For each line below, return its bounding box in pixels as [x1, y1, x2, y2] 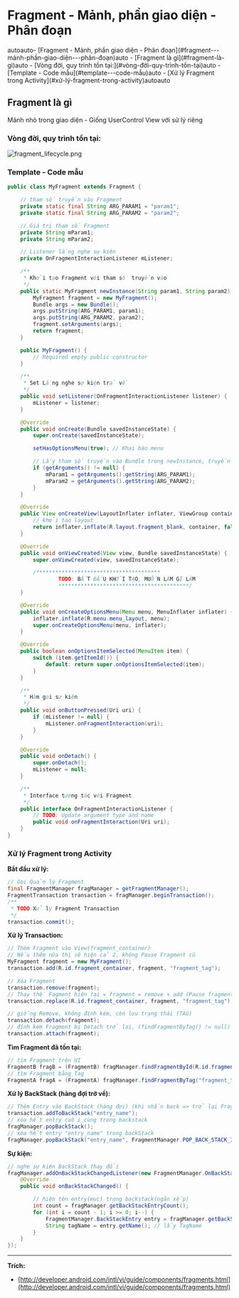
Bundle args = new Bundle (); [33, 301, 119, 308]
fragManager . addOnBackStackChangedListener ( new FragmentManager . [7, 1169, 205, 1177]
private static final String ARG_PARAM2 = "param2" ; [20, 209, 180, 216]
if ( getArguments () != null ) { [33, 465, 126, 472]
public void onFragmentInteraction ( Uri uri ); [33, 818, 171, 825]
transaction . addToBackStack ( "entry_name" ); [7, 1110, 139, 1117]
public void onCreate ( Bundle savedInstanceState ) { [20, 426, 176, 433]
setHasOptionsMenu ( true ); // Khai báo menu [33, 445, 164, 452]
